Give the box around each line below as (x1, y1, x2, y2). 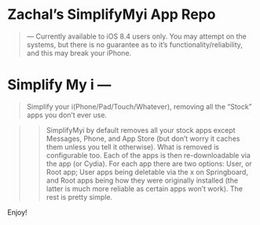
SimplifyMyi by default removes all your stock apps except (46, 125, 236, 135)
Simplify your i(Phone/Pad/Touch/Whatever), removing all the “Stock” (26, 101, 252, 111)
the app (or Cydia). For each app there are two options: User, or (46, 159, 252, 168)
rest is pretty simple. (46, 192, 113, 201)
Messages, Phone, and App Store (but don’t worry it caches (46, 134, 240, 143)
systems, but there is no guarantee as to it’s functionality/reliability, (26, 39, 243, 49)
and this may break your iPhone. (26, 48, 132, 57)
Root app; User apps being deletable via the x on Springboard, (46, 167, 249, 176)
